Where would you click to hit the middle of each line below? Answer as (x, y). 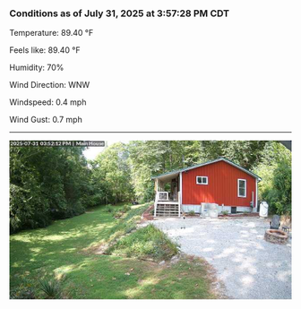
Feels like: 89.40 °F (45, 50)
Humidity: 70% (37, 68)
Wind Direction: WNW (50, 85)
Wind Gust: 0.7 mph (46, 120)
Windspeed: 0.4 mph (48, 102)
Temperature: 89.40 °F (52, 33)
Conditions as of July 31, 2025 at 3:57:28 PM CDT (120, 13)
